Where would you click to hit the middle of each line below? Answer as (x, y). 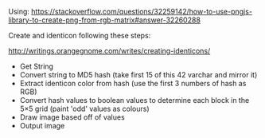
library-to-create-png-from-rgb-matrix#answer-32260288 (105, 20)
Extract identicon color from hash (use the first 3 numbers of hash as (133, 83)
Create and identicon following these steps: (80, 35)
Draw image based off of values (72, 117)
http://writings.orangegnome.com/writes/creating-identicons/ (109, 51)
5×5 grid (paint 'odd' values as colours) (84, 108)
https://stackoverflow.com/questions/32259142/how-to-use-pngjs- (142, 12)
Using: (19, 12)
